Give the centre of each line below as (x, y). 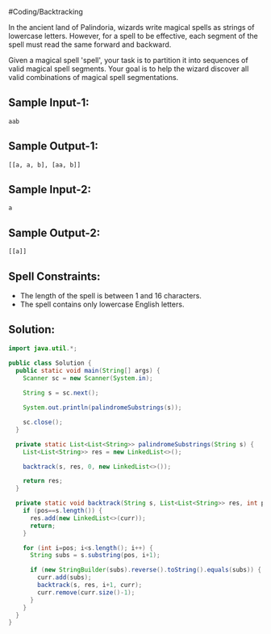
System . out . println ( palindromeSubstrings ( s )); (102, 408)
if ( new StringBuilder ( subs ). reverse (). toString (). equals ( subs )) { (146, 570)
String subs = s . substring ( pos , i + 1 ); (95, 556)
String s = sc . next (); (61, 393)
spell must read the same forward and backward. (90, 44)
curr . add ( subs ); (65, 577)
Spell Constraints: (54, 276)
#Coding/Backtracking (46, 12)
